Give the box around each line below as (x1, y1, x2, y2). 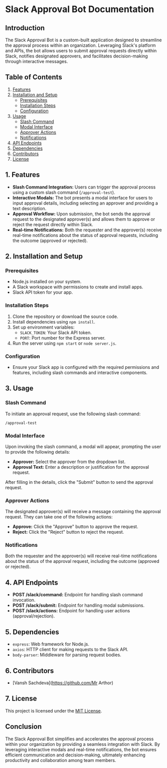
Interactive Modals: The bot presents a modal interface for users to (12, 195, 153, 201)
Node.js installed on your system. (12, 279, 82, 285)
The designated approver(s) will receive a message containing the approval (5, 508, 161, 515)
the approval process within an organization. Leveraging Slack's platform (5, 42, 156, 48)
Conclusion (5, 722, 42, 731)
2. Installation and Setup (5, 252, 83, 261)
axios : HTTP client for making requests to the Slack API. (12, 647, 129, 653)
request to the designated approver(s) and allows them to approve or (12, 216, 155, 222)
